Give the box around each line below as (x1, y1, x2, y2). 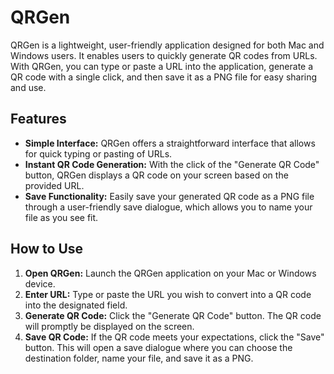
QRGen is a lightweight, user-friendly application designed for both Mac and (10, 39, 325, 51)
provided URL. (24, 179, 85, 191)
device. (24, 277, 56, 290)
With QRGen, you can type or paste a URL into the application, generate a (10, 60, 314, 72)
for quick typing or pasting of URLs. (24, 147, 173, 160)
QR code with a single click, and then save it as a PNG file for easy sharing (10, 71, 318, 83)
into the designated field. (24, 299, 128, 311)
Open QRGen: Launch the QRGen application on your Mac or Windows (24, 267, 317, 279)
